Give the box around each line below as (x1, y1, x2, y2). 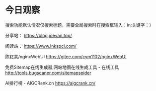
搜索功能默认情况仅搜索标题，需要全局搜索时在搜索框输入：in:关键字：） (5, 22, 154, 28)
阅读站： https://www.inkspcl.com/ (5, 43, 77, 49)
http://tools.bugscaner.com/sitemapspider (5, 70, 92, 76)
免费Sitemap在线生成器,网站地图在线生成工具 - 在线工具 (5, 64, 119, 70)
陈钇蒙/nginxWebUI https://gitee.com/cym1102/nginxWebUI (5, 53, 127, 60)
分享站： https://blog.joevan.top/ (5, 32, 72, 38)
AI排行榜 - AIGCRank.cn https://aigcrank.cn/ (5, 80, 96, 86)
